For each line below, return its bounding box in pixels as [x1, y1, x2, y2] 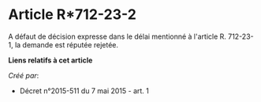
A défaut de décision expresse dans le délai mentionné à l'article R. [8, 32, 227, 41]
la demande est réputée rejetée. [14, 40, 119, 49]
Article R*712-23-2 [8, 6, 136, 24]
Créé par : [8, 70, 39, 80]
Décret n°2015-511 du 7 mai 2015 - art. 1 [19, 85, 150, 96]
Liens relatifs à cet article [8, 55, 93, 65]
